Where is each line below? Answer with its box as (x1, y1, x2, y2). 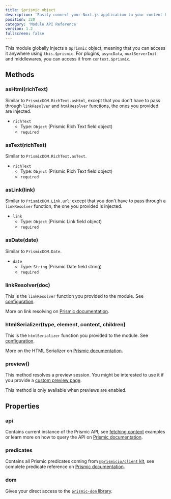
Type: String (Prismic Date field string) (20, 263, 102, 269)
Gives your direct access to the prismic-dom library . (5, 488, 113, 494)
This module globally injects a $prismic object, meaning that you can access (5, 45, 166, 51)
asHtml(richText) (5, 86, 48, 93)
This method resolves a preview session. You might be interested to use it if (5, 372, 164, 378)
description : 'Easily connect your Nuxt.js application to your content (5, 12, 163, 17)
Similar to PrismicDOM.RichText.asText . (5, 153, 87, 159)
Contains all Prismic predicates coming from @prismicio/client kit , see (5, 458, 154, 464)
